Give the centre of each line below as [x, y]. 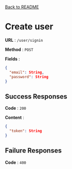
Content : [14, 118]
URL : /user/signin [24, 40]
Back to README [22, 7]
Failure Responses [33, 151]
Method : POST [19, 49]
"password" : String [29, 77]
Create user [29, 27]
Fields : [13, 59]
